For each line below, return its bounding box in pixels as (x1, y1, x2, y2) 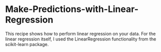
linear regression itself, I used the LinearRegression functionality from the (5, 36, 156, 42)
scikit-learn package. (5, 41, 49, 47)
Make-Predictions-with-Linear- (5, 3, 138, 15)
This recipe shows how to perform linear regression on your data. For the (5, 30, 156, 36)
